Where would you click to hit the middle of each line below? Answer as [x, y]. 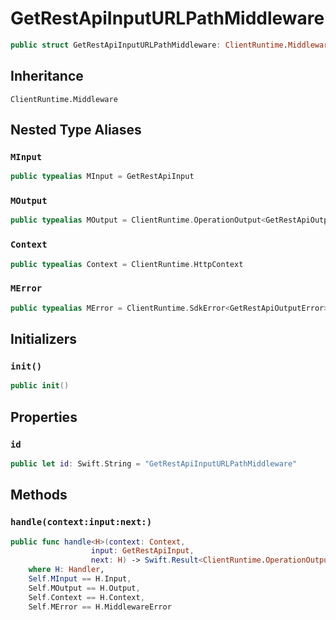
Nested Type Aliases [76, 130]
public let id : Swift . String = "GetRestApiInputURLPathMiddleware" [154, 463]
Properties [44, 417]
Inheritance [47, 76]
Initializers [44, 339]
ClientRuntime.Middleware [64, 99]
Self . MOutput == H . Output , [84, 588]
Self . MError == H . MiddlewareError [100, 607]
